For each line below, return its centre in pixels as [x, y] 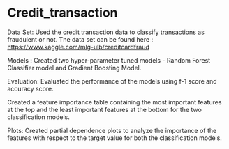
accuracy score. [30, 88]
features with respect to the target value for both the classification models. [114, 138]
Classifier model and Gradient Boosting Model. [74, 68]
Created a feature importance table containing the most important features [114, 102]
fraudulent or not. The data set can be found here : [80, 39]
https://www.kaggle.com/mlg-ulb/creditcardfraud [79, 47]
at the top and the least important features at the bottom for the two [105, 109]
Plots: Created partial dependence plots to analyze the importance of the [112, 130]
